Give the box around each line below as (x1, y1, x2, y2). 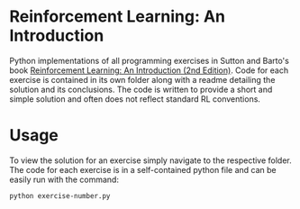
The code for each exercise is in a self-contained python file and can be (9, 164, 277, 175)
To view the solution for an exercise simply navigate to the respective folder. (9, 155, 293, 166)
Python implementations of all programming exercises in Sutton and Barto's (9, 55, 290, 66)
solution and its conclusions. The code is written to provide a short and (9, 84, 273, 95)
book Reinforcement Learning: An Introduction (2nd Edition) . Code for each (9, 65, 289, 76)
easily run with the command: (9, 174, 120, 185)
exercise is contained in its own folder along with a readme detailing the (9, 74, 276, 85)
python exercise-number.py (9, 191, 111, 200)
